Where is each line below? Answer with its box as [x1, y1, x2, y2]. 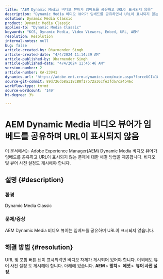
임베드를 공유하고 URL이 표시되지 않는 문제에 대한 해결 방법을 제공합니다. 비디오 [5, 154, 156, 160]
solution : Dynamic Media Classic [5, 16, 73, 21]
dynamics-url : [5, 74, 34, 79]
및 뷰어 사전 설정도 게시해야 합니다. [5, 160, 71, 166]
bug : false [5, 43, 27, 48]
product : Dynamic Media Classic [5, 20, 70, 26]
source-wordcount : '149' [5, 88, 55, 93]
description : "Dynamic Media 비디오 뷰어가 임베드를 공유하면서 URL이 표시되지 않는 [5, 12, 159, 16]
